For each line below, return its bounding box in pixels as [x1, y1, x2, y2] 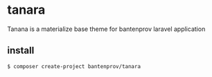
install [7, 45, 35, 56]
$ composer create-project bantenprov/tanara [7, 63, 141, 70]
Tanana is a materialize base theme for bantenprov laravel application [7, 25, 206, 33]
